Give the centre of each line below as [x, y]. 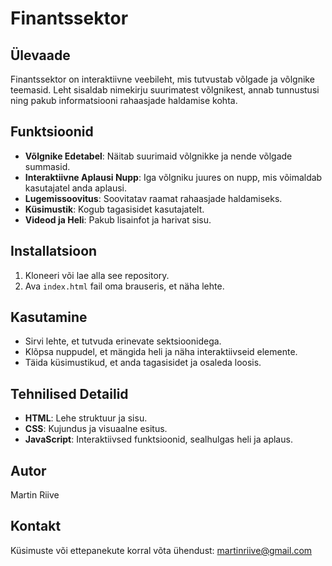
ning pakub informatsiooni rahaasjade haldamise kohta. [124, 100]
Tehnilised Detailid [69, 393]
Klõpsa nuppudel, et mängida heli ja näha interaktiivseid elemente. [161, 352]
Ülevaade [40, 55]
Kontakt [36, 526]
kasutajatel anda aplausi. [75, 188]
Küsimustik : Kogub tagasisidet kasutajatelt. [114, 209]
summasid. [47, 166]
